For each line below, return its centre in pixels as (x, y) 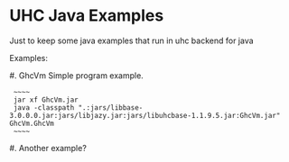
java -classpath (44, 108)
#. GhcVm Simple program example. (77, 75)
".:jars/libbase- (111, 108)
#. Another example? (48, 148)
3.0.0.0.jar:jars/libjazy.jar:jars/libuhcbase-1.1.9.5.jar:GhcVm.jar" (145, 115)
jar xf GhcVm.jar (46, 100)
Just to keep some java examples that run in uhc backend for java (132, 40)
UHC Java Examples (87, 16)
